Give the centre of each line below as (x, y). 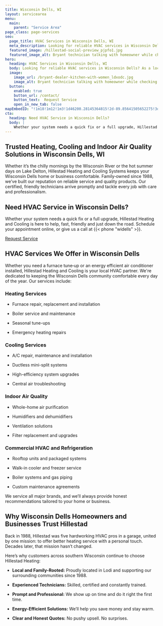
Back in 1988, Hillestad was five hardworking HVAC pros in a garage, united (81, 536)
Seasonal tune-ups (31, 323)
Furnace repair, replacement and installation (56, 304)
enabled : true (28, 91)
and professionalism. (26, 192)
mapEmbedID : (17, 109)
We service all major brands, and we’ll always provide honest (66, 496)
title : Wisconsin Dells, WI (33, 9)
